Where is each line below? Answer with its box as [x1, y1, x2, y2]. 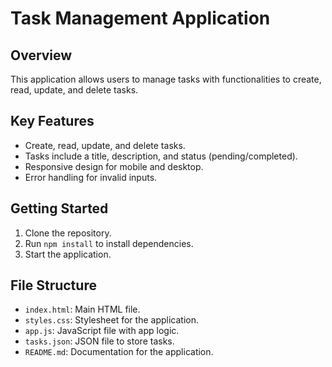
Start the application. [24, 248, 112, 260]
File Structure [10, 277, 97, 294]
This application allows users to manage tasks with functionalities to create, [10, 73, 322, 85]
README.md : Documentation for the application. [24, 346, 214, 358]
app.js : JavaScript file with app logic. [24, 325, 180, 337]
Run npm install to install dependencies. [24, 237, 194, 249]
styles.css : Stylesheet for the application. [24, 314, 199, 326]
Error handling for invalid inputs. [24, 171, 158, 183]
